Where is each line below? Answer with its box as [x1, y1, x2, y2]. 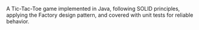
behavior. [6, 18, 30, 25]
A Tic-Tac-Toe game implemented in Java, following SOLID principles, [6, 5, 180, 12]
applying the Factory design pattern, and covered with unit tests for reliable [6, 11, 194, 19]
